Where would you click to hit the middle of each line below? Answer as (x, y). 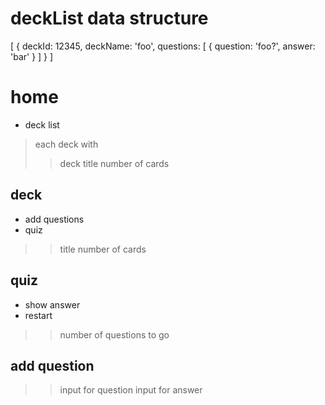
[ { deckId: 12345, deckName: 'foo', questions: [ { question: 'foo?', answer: (163, 46)
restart (38, 315)
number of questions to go (114, 334)
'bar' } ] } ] (32, 56)
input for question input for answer (131, 390)
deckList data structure (109, 18)
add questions (54, 219)
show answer (52, 304)
